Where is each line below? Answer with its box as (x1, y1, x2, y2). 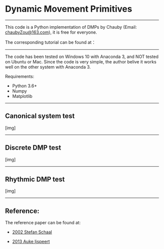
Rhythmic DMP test (5, 175, 65, 183)
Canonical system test (5, 112, 75, 120)
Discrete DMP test (5, 144, 61, 152)
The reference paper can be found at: (5, 220, 81, 226)
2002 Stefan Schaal (12, 229, 52, 235)
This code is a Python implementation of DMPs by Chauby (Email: (5, 24, 137, 30)
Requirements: (5, 73, 34, 79)
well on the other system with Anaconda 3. (5, 64, 91, 70)
